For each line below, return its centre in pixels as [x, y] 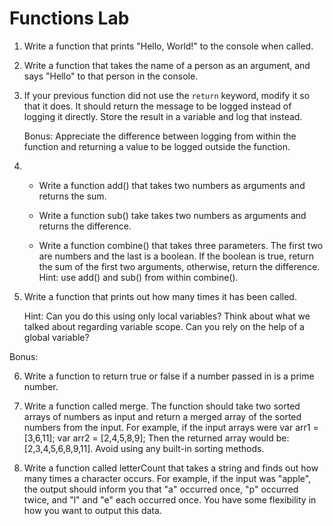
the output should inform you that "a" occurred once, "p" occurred [161, 489]
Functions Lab [69, 18]
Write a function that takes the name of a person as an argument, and [167, 65]
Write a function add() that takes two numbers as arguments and [172, 185]
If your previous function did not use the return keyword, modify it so [167, 95]
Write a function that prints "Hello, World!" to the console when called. [168, 46]
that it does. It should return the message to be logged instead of [157, 106]
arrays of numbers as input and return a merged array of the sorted [162, 416]
